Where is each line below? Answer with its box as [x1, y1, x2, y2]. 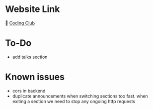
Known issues [5, 71, 65, 83]
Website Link [5, 3, 60, 15]
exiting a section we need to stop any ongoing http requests [12, 98, 136, 104]
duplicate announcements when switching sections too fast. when [12, 93, 148, 99]
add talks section [12, 54, 48, 60]
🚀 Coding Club [5, 20, 35, 26]
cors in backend [12, 88, 46, 94]
